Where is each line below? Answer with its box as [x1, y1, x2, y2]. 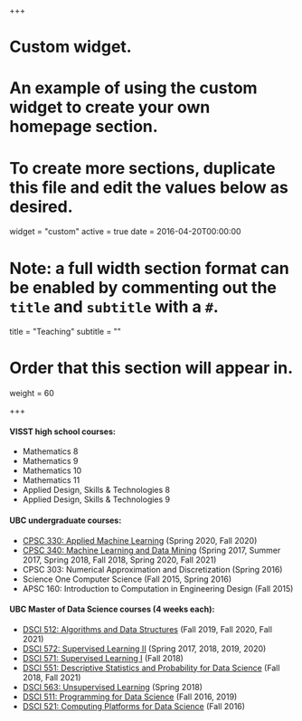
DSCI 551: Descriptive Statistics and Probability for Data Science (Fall [22, 662, 280, 673]
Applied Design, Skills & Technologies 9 [22, 494, 171, 505]
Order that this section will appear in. [9, 358, 294, 378]
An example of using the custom [9, 78, 258, 99]
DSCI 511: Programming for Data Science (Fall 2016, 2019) [22, 691, 238, 702]
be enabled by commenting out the [9, 277, 278, 298]
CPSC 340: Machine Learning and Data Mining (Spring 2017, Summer [22, 545, 281, 555]
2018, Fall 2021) [22, 671, 81, 683]
